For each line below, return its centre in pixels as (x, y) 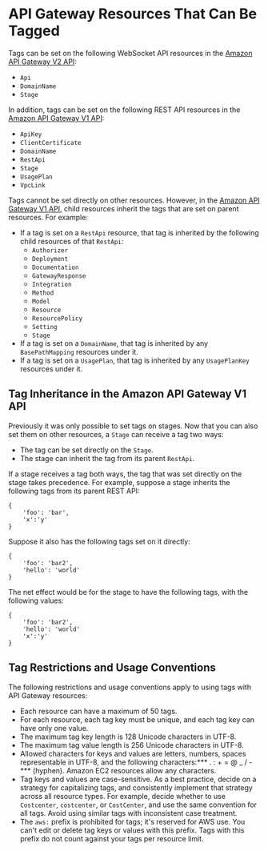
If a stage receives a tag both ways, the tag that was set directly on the (125, 474)
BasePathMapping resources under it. (79, 351)
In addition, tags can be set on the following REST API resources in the (124, 110)
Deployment (50, 259)
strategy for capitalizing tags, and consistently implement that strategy (136, 787)
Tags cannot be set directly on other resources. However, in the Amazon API (134, 200)
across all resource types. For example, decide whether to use (123, 796)
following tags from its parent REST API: (74, 491)
